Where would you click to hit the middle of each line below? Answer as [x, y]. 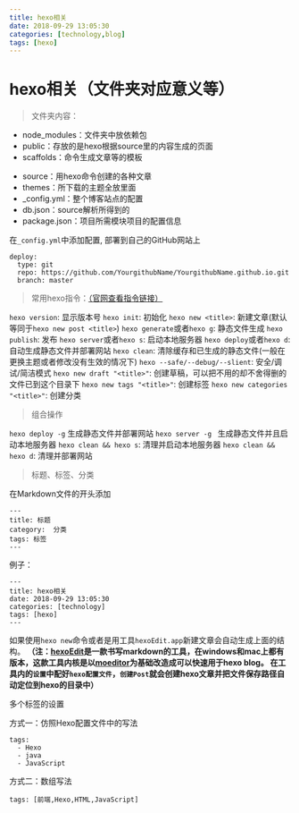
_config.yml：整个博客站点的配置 [83, 199]
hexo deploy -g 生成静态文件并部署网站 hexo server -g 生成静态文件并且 [145, 434]
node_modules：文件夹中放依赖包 [84, 135]
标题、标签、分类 [62, 475]
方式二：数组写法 [41, 781]
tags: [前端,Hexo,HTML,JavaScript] [74, 800]
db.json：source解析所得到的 [76, 210]
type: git [35, 265]
